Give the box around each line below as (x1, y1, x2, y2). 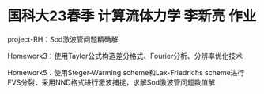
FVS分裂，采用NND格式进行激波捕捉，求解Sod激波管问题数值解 (7, 78, 216, 87)
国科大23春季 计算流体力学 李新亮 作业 (7, 7, 257, 25)
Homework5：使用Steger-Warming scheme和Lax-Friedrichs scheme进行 (7, 67, 245, 77)
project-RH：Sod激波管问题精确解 (7, 34, 119, 44)
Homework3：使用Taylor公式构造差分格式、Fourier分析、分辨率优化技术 (7, 51, 243, 60)
